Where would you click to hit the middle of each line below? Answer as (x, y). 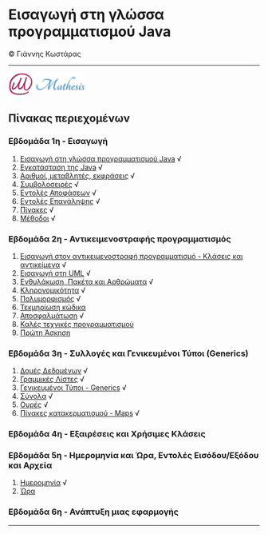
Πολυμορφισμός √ (50, 298)
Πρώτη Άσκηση (45, 333)
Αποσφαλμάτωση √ (52, 315)
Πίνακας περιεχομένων (69, 119)
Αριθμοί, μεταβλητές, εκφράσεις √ (77, 175)
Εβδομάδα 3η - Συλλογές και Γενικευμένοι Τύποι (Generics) (128, 353)
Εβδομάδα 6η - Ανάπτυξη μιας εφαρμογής (94, 512)
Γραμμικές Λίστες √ (52, 379)
